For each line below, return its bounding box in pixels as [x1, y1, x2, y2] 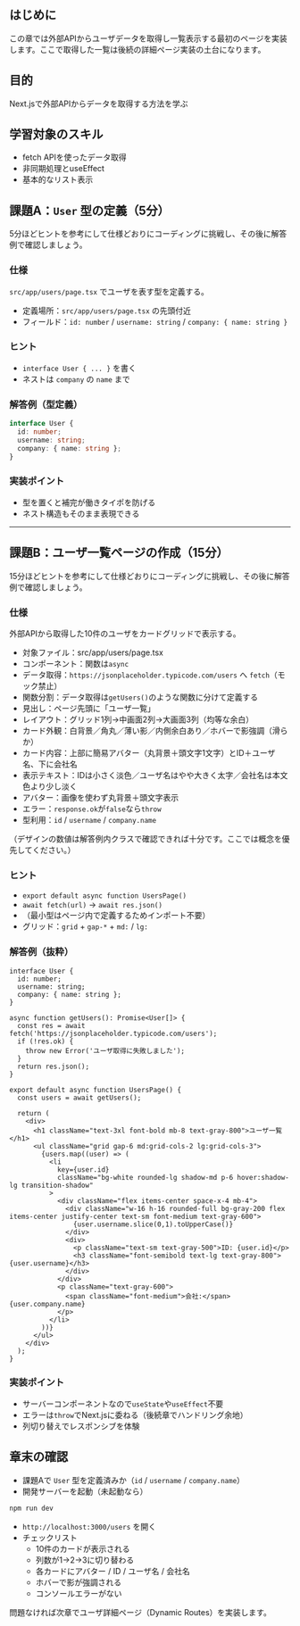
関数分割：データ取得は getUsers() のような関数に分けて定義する [21, 692, 259, 702]
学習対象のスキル [9, 127, 104, 142]
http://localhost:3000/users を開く [21, 1521, 157, 1531]
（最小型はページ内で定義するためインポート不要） [21, 910, 211, 921]
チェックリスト [21, 1532, 78, 1543]
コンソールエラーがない [35, 1588, 122, 1598]
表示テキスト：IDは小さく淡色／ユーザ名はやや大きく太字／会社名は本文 [21, 769, 288, 780]
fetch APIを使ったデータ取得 [21, 152, 127, 162]
